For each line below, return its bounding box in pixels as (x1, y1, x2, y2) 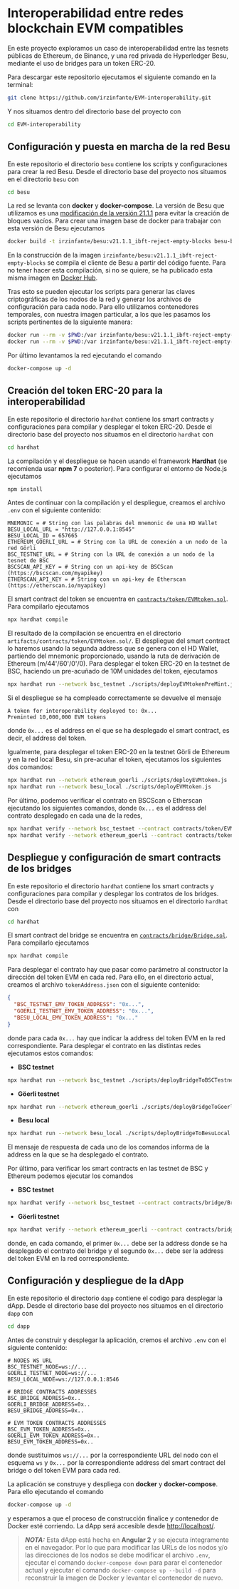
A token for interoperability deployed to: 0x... (7, 708, 158, 715)
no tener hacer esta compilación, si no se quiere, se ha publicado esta (7, 266, 213, 275)
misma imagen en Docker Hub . (7, 273, 98, 283)
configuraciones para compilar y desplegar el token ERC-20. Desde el (7, 422, 212, 431)
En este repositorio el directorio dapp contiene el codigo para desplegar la (7, 1294, 223, 1302)
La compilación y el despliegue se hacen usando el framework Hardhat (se (7, 457, 228, 465)
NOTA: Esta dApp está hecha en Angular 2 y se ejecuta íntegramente (24, 1535, 229, 1544)
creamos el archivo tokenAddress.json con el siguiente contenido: (7, 980, 201, 989)
